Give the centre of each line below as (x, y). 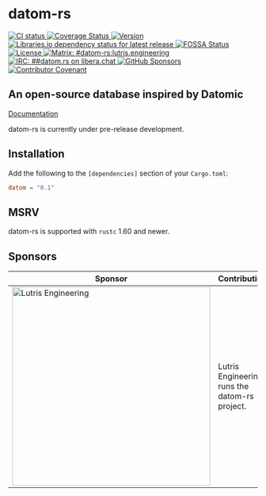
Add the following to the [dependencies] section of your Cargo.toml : (118, 173)
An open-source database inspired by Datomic (126, 95)
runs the (234, 386)
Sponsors (32, 256)
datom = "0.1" (32, 187)
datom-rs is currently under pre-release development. (96, 129)
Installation (36, 154)
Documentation (33, 113)
